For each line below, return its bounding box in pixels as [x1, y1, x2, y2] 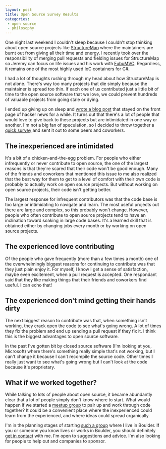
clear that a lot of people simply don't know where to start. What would [5, 397, 150, 403]
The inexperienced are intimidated [5, 142, 114, 150]
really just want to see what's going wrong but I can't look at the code [5, 359, 148, 364]
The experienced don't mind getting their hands [5, 296, 156, 305]
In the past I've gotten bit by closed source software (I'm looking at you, [5, 343, 152, 349]
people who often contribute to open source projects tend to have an [5, 212, 146, 218]
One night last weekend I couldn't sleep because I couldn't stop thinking [5, 39, 153, 45]
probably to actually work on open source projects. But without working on [5, 181, 158, 187]
